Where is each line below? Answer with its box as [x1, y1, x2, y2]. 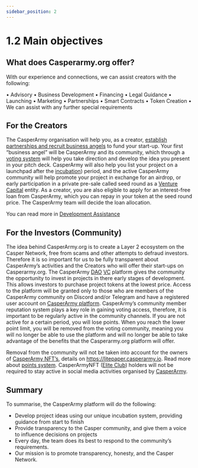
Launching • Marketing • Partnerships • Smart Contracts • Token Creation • [6, 97, 192, 104]
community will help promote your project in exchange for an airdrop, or [6, 174, 181, 181]
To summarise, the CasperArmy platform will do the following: [6, 401, 157, 408]
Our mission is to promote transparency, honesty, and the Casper [14, 450, 174, 457]
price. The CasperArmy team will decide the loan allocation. [6, 199, 152, 206]
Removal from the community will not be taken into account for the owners [6, 349, 188, 356]
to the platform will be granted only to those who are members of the [6, 287, 174, 294]
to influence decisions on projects [14, 431, 98, 438]
